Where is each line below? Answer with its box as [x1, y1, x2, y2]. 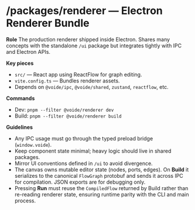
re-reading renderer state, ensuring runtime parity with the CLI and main [14, 191, 189, 198]
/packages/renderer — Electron [6, 4, 163, 18]
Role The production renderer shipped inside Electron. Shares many [6, 36, 170, 43]
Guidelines [6, 123, 33, 130]
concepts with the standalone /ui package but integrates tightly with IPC [6, 42, 182, 49]
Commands [6, 95, 35, 102]
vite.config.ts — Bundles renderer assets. [14, 77, 120, 84]
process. [14, 197, 36, 204]
